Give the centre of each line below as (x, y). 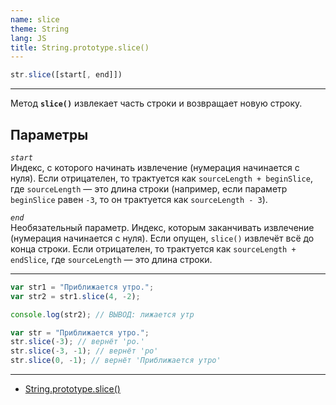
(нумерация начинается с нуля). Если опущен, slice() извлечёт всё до (162, 238)
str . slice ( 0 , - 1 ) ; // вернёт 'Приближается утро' (116, 361)
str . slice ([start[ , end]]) (66, 75)
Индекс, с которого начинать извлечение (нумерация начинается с (155, 167)
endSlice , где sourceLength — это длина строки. (111, 259)
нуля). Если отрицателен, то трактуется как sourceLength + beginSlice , (161, 178)
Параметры (49, 134)
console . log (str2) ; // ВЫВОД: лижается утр (102, 314)
